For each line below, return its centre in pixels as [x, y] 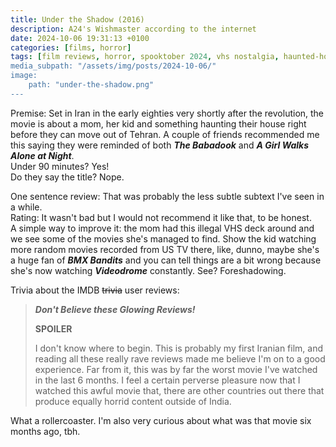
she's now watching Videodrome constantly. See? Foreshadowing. [148, 270]
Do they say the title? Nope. [67, 177]
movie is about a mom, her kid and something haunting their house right [158, 123]
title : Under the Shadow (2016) [77, 19]
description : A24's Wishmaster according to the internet [133, 29]
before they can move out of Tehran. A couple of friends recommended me [165, 134]
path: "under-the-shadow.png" [91, 85]
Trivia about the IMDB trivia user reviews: [95, 290]
